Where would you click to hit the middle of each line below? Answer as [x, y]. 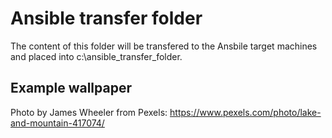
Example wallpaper [71, 88]
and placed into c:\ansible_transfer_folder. [96, 56]
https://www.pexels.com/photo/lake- [245, 112]
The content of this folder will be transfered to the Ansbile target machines [164, 46]
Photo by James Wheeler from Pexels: [89, 112]
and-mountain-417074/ [57, 123]
